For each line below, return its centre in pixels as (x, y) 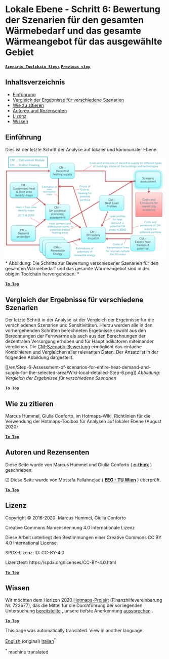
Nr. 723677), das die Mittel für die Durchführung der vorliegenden (74, 605)
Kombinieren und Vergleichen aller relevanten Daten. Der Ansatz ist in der (82, 352)
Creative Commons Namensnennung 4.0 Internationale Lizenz (70, 527)
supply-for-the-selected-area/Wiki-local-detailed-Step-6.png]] (71, 373)
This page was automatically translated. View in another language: (75, 631)
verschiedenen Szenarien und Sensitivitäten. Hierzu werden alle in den (79, 325)
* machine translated (27, 651)
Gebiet (19, 52)
